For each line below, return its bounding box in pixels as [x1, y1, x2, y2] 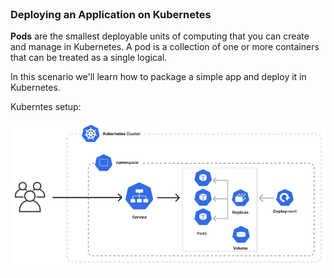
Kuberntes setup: [10, 101, 82, 113]
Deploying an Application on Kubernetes [10, 7, 212, 21]
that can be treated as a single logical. [10, 52, 168, 64]
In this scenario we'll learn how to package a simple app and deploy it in [10, 71, 307, 83]
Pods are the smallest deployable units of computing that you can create [10, 30, 310, 42]
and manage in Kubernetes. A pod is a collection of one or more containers [10, 41, 320, 53]
